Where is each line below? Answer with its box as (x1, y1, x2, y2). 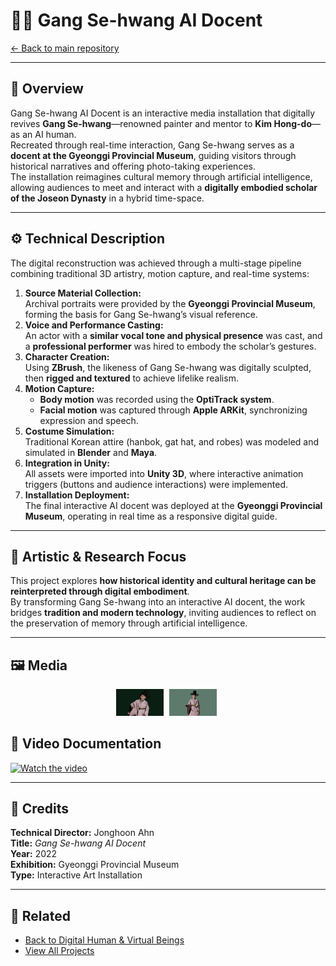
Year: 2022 (10, 848, 58, 860)
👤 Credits (10, 800, 70, 817)
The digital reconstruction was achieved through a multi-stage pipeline (10, 257, 302, 269)
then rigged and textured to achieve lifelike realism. (24, 372, 239, 384)
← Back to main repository (10, 42, 120, 54)
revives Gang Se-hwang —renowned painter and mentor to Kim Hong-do (10, 117, 312, 129)
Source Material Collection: (24, 287, 142, 299)
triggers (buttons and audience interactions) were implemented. (24, 478, 289, 490)
